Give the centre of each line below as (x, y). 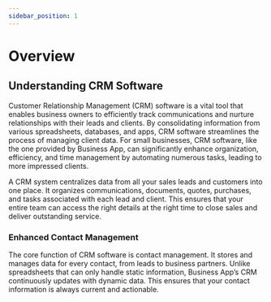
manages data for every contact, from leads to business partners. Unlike (129, 263)
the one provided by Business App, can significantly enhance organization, (133, 149)
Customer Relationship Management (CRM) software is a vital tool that (126, 106)
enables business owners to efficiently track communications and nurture (131, 114)
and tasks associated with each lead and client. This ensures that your (126, 199)
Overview (42, 56)
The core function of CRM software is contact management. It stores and (131, 255)
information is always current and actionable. (84, 289)
